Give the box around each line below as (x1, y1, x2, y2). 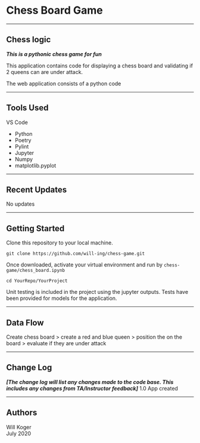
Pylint (14, 142, 29, 150)
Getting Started (6, 223, 65, 233)
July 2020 (6, 430, 32, 437)
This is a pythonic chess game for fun (6, 50, 102, 57)
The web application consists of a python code (6, 80, 121, 87)
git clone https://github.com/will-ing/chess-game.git (6, 251, 145, 257)
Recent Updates (6, 184, 67, 194)
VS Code (6, 119, 28, 126)
